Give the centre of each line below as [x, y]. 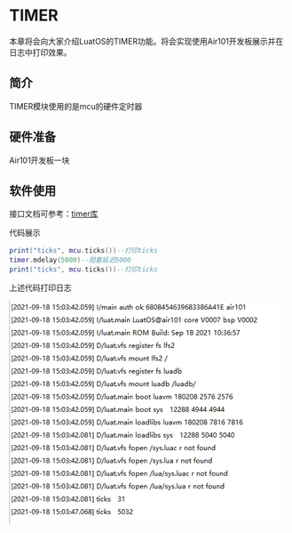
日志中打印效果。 [40, 52]
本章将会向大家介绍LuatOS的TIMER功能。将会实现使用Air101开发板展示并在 [146, 41]
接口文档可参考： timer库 [54, 214]
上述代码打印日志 [40, 287]
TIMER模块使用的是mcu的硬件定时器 [76, 106]
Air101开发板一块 [39, 160]
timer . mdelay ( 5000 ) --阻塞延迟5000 [70, 260]
